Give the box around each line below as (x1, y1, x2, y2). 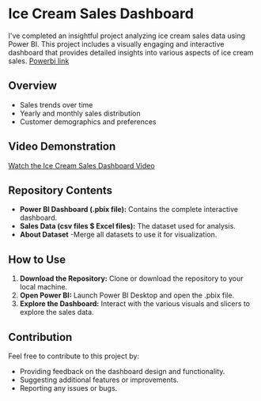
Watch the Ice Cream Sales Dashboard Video (8, 161, 156, 170)
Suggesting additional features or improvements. (19, 375, 180, 384)
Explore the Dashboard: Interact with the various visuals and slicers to (19, 299, 251, 308)
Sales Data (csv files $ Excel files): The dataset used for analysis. (19, 221, 236, 231)
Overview (8, 79, 58, 93)
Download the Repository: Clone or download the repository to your (19, 274, 244, 283)
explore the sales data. (19, 308, 94, 317)
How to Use (8, 252, 66, 266)
